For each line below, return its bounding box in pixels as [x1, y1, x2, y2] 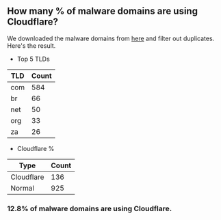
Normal [10, 183, 34, 193]
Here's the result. [7, 41, 56, 50]
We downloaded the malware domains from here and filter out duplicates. [7, 34, 215, 42]
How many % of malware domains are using [7, 5, 198, 17]
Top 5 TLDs [16, 55, 50, 63]
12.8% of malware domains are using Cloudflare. [7, 204, 172, 213]
